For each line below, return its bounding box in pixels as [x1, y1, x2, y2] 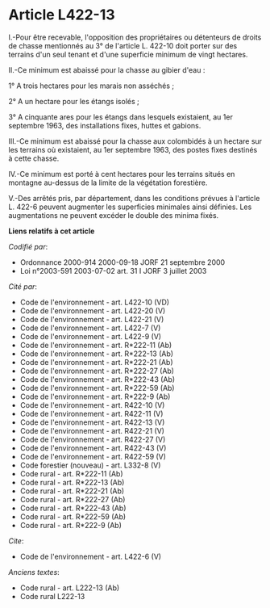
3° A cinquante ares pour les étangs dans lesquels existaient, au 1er [8, 111, 234, 122]
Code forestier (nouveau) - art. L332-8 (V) [19, 460, 161, 470]
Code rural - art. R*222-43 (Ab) [19, 503, 127, 513]
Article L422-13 [8, 6, 115, 24]
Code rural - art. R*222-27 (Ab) [19, 494, 126, 504]
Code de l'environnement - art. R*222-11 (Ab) [19, 340, 172, 350]
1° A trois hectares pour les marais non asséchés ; [8, 81, 175, 90]
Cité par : [8, 281, 38, 291]
